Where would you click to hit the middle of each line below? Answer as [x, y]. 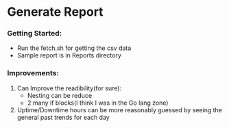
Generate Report [56, 12]
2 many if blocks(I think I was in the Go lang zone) [98, 103]
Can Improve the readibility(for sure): [69, 88]
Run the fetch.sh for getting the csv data [74, 48]
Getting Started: [35, 34]
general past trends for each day [63, 117]
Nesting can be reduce [60, 95]
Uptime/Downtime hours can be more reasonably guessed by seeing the [120, 110]
